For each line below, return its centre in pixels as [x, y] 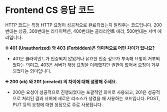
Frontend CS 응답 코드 [50, 10]
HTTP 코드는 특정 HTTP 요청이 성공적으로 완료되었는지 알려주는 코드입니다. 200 [84, 25]
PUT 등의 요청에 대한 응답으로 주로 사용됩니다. [57, 105]
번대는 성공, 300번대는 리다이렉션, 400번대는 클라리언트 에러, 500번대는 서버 [81, 31]
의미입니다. [40, 71]
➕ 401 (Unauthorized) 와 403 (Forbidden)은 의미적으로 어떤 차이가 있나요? [80, 48]
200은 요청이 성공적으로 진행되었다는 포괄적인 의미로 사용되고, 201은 [79, 92]
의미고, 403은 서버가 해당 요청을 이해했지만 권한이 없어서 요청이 [88, 65]
